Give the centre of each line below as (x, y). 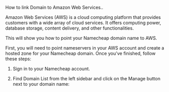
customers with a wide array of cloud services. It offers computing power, (83, 23)
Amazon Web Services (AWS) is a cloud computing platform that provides (83, 17)
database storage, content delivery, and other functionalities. (70, 28)
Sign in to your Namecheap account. (51, 69)
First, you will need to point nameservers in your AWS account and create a (85, 48)
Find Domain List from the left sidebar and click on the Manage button (86, 78)
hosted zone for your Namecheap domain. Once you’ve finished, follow (81, 53)
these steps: (18, 59)
